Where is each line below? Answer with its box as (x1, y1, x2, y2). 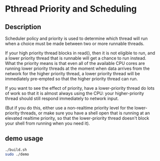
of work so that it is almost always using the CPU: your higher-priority (5, 91, 144, 96)
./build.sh (5, 147, 27, 152)
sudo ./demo (5, 152, 29, 157)
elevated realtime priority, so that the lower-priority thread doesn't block (5, 115, 149, 121)
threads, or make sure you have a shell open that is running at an (20, 110, 150, 116)
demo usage (5, 134, 44, 143)
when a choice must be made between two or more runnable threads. (5, 41, 144, 47)
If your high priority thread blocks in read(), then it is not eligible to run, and (5, 50, 155, 56)
